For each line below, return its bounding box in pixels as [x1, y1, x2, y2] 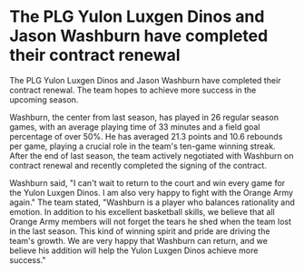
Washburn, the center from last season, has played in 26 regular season [9, 112, 279, 122]
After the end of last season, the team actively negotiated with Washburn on [9, 150, 294, 161]
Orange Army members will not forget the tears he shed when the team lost [9, 216, 292, 227]
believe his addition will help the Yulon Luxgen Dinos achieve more [9, 245, 259, 256]
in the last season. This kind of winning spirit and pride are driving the [9, 225, 270, 237]
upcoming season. [9, 93, 79, 105]
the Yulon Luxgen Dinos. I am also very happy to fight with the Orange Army [9, 187, 293, 198]
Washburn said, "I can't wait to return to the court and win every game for [9, 177, 286, 188]
